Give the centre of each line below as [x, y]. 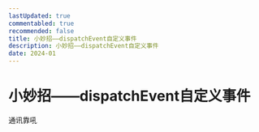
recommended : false [41, 31]
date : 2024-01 [32, 53]
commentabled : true [41, 23]
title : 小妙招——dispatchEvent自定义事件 [73, 38]
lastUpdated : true [39, 16]
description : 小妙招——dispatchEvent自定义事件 [84, 46]
